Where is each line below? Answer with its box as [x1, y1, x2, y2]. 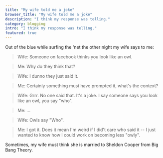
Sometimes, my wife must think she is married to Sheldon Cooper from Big [5, 142, 159, 148]
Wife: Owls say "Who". [17, 117, 64, 123]
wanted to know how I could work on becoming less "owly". [17, 132, 141, 138]
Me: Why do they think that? [17, 63, 76, 69]
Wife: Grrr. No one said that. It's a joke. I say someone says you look [17, 93, 158, 98]
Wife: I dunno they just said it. [17, 73, 79, 79]
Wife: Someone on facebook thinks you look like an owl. [17, 54, 133, 60]
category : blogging [5, 21, 46, 26]
